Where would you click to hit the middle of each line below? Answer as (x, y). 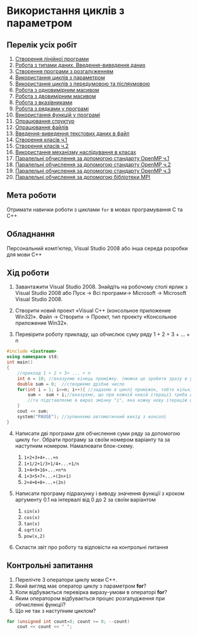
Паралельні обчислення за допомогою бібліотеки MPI (83, 177)
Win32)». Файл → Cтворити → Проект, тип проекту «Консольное (96, 317)
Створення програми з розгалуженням (64, 71)
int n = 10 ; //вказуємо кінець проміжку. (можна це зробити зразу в (102, 379)
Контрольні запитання (50, 566)
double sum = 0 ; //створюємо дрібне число (71, 384)
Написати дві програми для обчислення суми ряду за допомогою (98, 433)
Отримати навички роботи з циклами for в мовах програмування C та (95, 210)
